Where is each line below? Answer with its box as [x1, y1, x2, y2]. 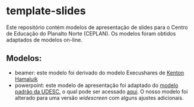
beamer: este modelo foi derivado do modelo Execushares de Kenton [14, 69, 185, 76]
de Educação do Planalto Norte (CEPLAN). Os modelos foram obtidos [6, 30, 176, 37]
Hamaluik [14, 75, 38, 82]
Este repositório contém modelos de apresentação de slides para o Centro [6, 24, 188, 31]
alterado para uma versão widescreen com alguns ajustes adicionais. [14, 94, 184, 101]
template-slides [6, 4, 86, 18]
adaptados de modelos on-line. [6, 36, 83, 43]
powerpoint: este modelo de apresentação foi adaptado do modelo [14, 82, 179, 89]
